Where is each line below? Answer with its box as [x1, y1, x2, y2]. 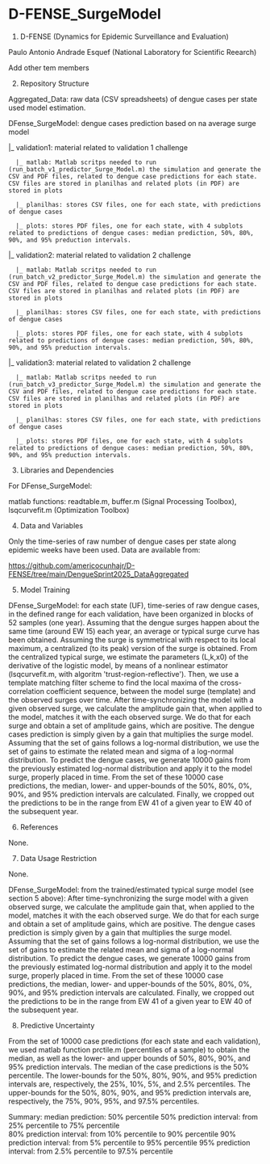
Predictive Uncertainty [19, 1020, 95, 1030]
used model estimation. [8, 103, 86, 112]
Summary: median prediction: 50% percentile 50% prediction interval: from [8, 1111, 259, 1121]
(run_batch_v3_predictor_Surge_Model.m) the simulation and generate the [8, 380, 262, 389]
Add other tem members [8, 62, 90, 73]
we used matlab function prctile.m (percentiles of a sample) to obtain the [8, 1044, 250, 1054]
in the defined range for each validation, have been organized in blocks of [8, 609, 254, 619]
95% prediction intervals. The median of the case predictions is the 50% [8, 1061, 250, 1071]
